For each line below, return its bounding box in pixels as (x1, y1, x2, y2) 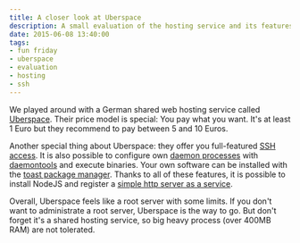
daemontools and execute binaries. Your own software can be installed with (9, 159, 288, 170)
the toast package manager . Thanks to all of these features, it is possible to (9, 169, 286, 180)
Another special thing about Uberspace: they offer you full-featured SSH (9, 140, 276, 151)
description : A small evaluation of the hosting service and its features (9, 21, 294, 30)
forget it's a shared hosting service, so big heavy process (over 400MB (9, 214, 271, 225)
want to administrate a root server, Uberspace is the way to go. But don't (9, 205, 277, 215)
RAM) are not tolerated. (9, 224, 96, 235)
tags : (9, 38, 29, 47)
